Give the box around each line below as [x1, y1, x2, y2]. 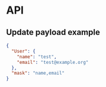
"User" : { [11, 48, 36, 54]
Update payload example [6, 27, 101, 37]
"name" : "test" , [17, 54, 57, 60]
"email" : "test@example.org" [17, 59, 89, 65]
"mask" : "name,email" [11, 70, 65, 76]
